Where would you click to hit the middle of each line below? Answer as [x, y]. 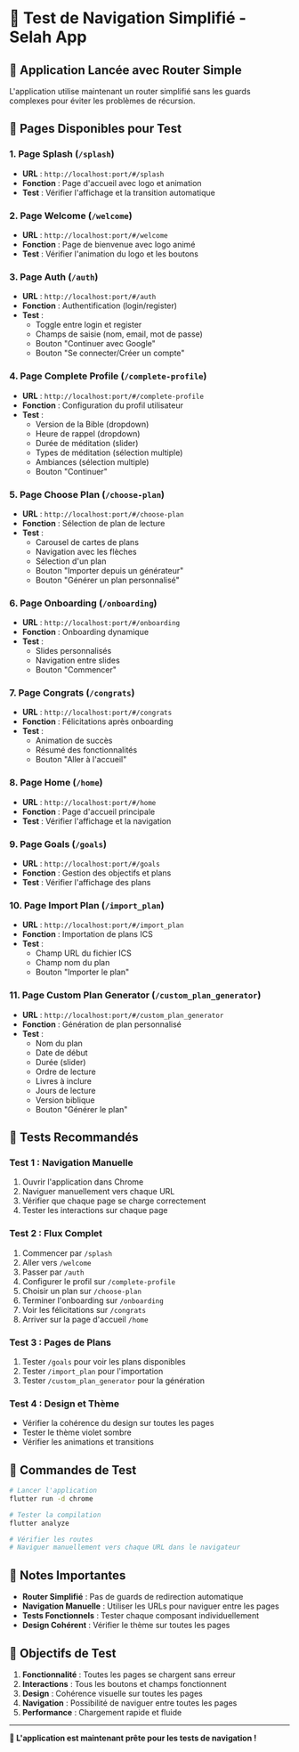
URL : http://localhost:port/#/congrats [97, 713]
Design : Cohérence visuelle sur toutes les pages [112, 1693]
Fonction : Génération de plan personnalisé [102, 1024]
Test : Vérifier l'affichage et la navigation [97, 821]
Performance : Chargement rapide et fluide [102, 1712]
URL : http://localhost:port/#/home [89, 802]
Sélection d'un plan [71, 561]
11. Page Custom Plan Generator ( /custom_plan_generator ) [135, 995]
